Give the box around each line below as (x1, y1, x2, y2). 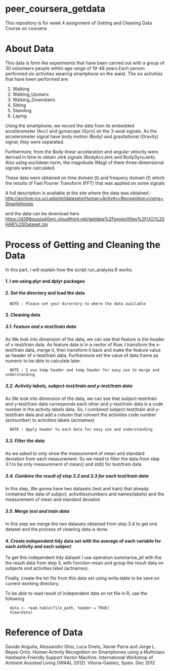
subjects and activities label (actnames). (5, 565, 90, 572)
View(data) (10, 610, 33, 615)
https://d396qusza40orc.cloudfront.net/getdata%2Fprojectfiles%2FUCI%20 (5, 216, 165, 222)
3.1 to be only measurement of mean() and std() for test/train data (5, 461, 142, 467)
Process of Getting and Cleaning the (5, 239, 161, 251)
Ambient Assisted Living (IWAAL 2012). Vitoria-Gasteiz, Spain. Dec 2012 (5, 660, 155, 666)
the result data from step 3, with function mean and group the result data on (5, 560, 163, 566)
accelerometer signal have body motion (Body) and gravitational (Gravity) (5, 133, 158, 140)
